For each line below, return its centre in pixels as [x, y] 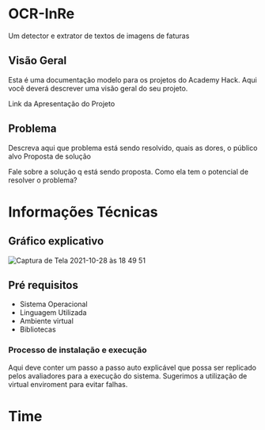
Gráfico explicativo [56, 242]
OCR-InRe [42, 14]
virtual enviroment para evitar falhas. [68, 384]
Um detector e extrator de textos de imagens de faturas [99, 36]
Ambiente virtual [46, 321]
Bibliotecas [38, 329]
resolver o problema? [43, 180]
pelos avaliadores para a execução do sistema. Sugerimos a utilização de [128, 376]
